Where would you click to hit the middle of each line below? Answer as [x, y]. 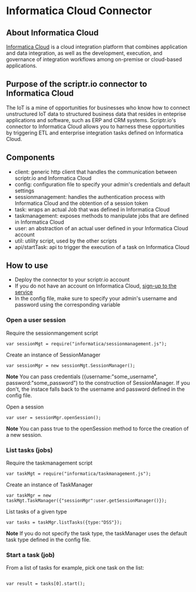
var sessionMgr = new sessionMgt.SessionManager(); [71, 365]
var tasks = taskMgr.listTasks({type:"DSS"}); [64, 523]
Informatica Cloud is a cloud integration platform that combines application [97, 47]
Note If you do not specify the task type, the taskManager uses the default [97, 534]
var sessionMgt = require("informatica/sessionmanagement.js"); [87, 344]
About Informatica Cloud [52, 33]
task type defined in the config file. [49, 540]
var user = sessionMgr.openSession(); [54, 417]
